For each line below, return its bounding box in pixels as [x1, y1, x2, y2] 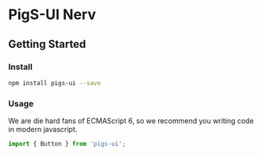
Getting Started [8, 37, 87, 51]
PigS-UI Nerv [8, 6, 97, 24]
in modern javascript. [8, 125, 78, 135]
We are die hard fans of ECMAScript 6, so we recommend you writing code [8, 116, 254, 126]
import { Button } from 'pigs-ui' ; [8, 140, 126, 148]
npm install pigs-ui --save [8, 79, 102, 87]
